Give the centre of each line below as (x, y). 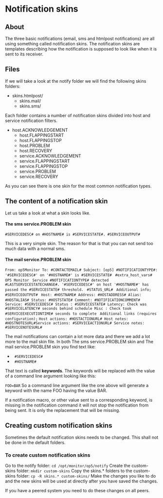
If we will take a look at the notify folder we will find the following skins (76, 81)
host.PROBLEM (35, 145)
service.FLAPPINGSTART (45, 161)
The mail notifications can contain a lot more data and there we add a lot (78, 337)
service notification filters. (31, 121)
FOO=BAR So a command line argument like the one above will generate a (77, 386)
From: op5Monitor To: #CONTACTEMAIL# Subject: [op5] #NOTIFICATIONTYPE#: (81, 270)
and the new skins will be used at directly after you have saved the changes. (81, 481)
